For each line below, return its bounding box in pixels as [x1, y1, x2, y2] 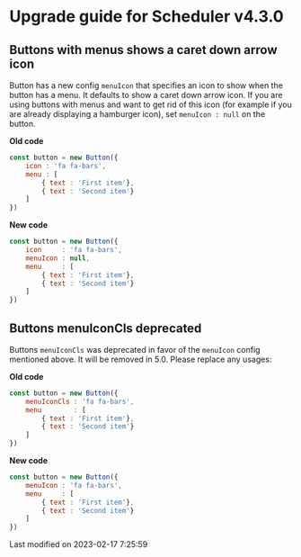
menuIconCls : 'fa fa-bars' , [25, 397, 135, 406]
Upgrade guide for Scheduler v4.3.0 [9, 6, 285, 27]
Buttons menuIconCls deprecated [9, 320, 202, 336]
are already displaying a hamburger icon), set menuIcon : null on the [9, 109, 266, 119]
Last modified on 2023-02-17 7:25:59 [9, 539, 148, 550]
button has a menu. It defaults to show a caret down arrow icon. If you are [9, 90, 283, 100]
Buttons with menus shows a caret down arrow [9, 42, 278, 58]
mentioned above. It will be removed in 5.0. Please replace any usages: [9, 354, 272, 364]
